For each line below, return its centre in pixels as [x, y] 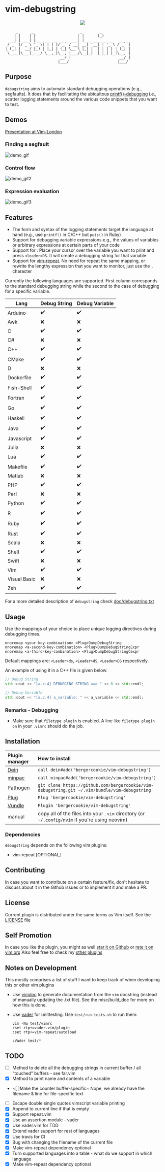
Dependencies [23, 835]
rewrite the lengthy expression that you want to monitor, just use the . [83, 266]
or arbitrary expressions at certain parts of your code [66, 245]
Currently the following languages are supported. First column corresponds [82, 281]
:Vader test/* [27, 1041]
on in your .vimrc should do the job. [48, 726]
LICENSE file [18, 920]
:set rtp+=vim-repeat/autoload [44, 1032]
